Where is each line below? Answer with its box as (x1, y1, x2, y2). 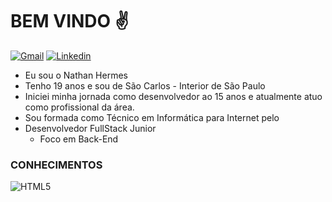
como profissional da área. (24, 101, 135, 113)
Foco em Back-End (39, 133, 119, 145)
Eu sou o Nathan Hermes (24, 69, 128, 81)
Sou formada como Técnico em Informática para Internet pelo (24, 111, 280, 123)
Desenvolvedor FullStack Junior (24, 122, 157, 134)
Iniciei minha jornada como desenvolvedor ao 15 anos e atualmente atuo (24, 90, 323, 102)
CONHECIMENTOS (10, 158, 103, 172)
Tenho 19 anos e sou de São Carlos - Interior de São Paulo (24, 79, 266, 92)
